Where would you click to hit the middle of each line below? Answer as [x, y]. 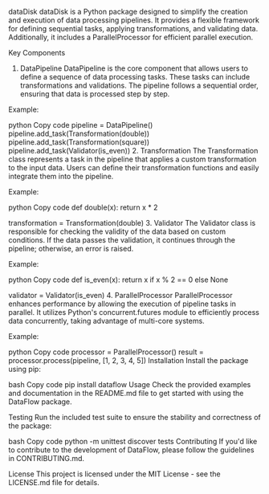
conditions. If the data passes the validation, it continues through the [122, 240]
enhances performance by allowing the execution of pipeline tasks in [122, 304]
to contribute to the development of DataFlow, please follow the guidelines [131, 450]
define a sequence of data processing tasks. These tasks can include [135, 77]
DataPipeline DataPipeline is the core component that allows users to [134, 68]
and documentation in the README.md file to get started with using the [126, 393]
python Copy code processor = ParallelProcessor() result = [106, 352]
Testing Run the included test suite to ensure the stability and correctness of [134, 417]
